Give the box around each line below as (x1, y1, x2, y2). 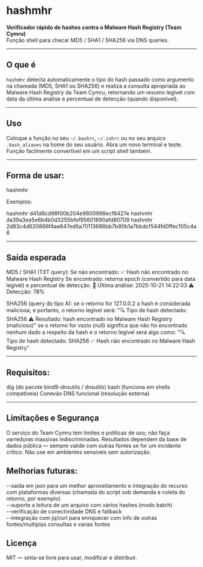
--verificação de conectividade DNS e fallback (6, 508, 122, 515)
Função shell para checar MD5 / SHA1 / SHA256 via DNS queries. (6, 36, 169, 44)
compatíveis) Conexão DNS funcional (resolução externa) (6, 390, 150, 397)
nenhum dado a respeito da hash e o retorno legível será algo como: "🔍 (6, 329, 185, 336)
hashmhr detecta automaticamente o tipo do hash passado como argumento (6, 76, 195, 83)
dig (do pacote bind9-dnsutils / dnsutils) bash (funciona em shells (6, 384, 170, 390)
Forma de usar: (6, 170, 65, 180)
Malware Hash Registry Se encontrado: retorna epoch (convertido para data (6, 275, 196, 283)
